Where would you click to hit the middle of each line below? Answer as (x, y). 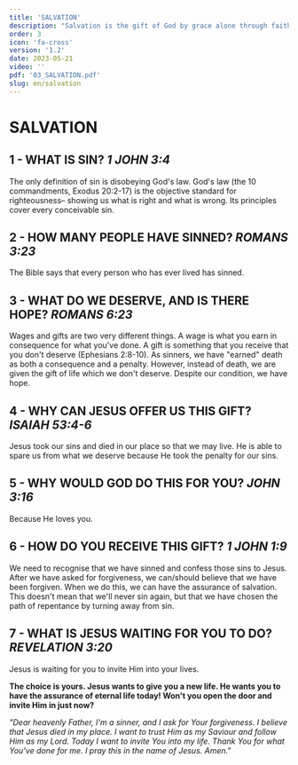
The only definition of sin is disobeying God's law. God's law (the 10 (133, 181)
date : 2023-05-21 (41, 59)
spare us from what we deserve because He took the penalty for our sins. (144, 456)
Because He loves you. (51, 518)
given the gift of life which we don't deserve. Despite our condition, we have (149, 374)
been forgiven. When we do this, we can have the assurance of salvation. (143, 587)
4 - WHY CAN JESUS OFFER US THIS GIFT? (130, 410)
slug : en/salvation (45, 83)
